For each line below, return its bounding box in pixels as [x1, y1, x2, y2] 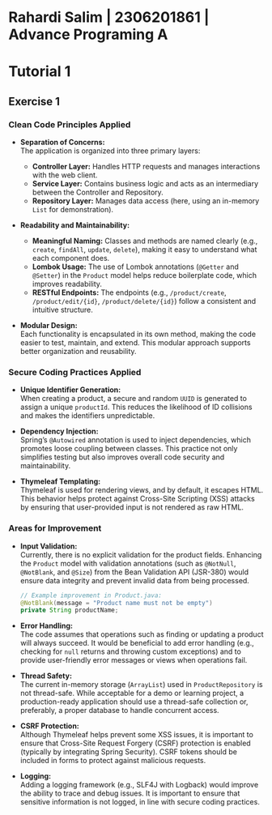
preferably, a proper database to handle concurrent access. [19, 706, 220, 715]
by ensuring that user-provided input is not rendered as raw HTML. [19, 502, 244, 512]
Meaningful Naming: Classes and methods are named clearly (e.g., [32, 236, 258, 246]
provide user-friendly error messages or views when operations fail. [19, 655, 248, 665]
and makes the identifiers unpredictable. [19, 411, 155, 420]
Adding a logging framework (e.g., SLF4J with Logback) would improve [19, 780, 259, 790]
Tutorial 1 [8, 62, 71, 81]
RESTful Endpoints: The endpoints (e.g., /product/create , [32, 288, 227, 297]
